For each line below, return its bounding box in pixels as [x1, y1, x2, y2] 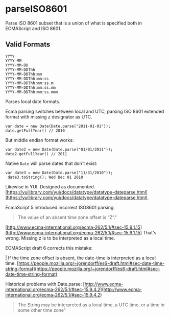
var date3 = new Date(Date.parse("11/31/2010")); [5, 170, 113, 175]
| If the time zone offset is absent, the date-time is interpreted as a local [5, 255, 156, 261]
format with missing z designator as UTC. [5, 113, 92, 120]
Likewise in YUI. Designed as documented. [5, 183, 95, 189]
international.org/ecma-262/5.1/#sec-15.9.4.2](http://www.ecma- [5, 286, 142, 292]
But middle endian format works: [5, 137, 74, 143]
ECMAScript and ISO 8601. [5, 25, 62, 31]
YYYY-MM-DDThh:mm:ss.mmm [5, 89, 58, 94]
